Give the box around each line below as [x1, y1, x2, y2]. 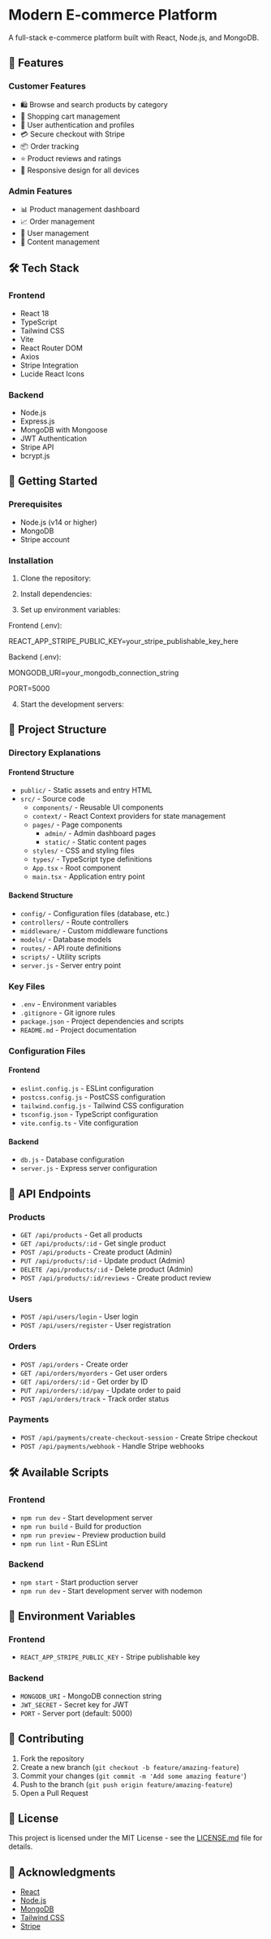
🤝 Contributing [8, 1732, 84, 1746]
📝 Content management [19, 237, 100, 246]
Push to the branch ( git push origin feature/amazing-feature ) [19, 1779, 233, 1789]
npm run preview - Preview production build [19, 1530, 166, 1540]
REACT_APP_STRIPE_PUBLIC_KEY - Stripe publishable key [19, 1652, 200, 1662]
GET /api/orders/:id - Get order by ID [19, 1376, 148, 1386]
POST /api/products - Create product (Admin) [19, 1246, 173, 1257]
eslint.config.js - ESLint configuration [19, 1084, 154, 1093]
